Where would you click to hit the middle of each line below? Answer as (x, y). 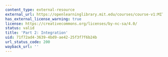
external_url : (20, 14)
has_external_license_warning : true (43, 19)
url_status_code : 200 (28, 42)
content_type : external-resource (40, 10)
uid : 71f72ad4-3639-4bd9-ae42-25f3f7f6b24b (51, 38)
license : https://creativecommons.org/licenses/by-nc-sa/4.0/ (71, 24)
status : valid (20, 28)
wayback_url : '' (22, 47)
